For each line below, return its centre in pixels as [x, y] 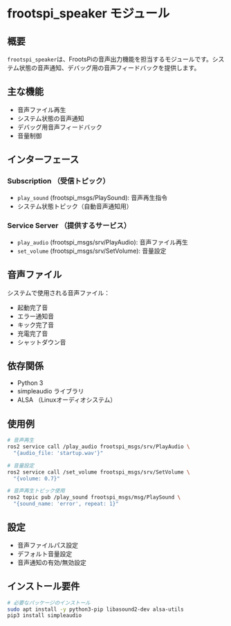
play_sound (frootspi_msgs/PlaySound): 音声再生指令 [92, 197]
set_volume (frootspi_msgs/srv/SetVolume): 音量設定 [92, 251]
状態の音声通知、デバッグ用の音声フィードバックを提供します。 [110, 68]
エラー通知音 [35, 316]
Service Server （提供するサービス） [69, 226]
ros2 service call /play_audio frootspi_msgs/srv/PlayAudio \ [99, 447]
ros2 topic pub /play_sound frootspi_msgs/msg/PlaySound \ [94, 498]
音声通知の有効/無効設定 [52, 562]
